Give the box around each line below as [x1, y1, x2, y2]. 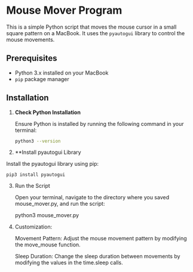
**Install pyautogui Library [14, 149, 82, 156]
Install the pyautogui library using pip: [6, 160, 99, 168]
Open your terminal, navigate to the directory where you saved [14, 194, 169, 201]
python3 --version [14, 138, 61, 144]
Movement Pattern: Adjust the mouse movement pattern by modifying [14, 235, 187, 242]
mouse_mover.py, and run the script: [14, 200, 105, 208]
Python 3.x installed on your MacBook [14, 69, 109, 76]
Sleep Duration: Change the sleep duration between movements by [14, 253, 180, 260]
